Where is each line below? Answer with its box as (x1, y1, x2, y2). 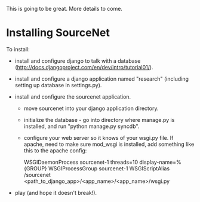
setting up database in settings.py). (14, 81, 102, 88)
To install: (6, 45, 30, 53)
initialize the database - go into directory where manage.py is (23, 116, 175, 123)
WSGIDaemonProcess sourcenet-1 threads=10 (23, 158, 139, 166)
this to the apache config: (23, 146, 87, 154)
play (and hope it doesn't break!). (14, 189, 97, 196)
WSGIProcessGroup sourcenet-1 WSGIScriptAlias (48, 164, 170, 172)
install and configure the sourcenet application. (14, 93, 131, 100)
